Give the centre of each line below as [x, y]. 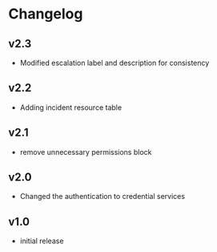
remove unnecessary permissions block [86, 152]
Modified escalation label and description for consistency [115, 63]
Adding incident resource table [71, 107]
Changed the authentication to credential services [102, 197]
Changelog [46, 14]
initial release [42, 241]
